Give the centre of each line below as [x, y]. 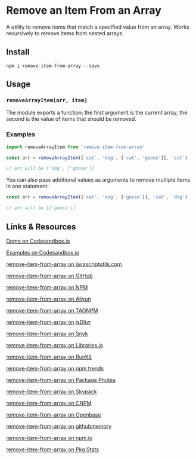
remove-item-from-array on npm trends [55, 368]
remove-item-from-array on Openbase [54, 414]
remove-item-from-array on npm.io [49, 437]
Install [18, 52]
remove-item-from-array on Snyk [47, 333]
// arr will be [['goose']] [41, 208]
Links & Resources [41, 227]
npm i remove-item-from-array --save [53, 66]
